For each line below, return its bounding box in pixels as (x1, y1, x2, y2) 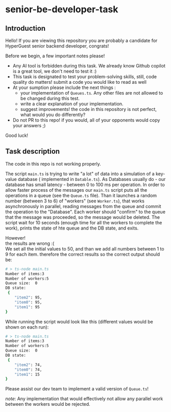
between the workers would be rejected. (5, 401, 90, 407)
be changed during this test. (20, 96, 80, 101)
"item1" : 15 (14, 372, 40, 377)
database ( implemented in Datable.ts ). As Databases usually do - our (17, 176, 166, 182)
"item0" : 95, (14, 300, 42, 305)
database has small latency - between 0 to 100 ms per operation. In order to (5, 181, 165, 188)
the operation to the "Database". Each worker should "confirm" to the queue (5, 209, 166, 215)
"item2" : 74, (14, 362, 42, 368)
